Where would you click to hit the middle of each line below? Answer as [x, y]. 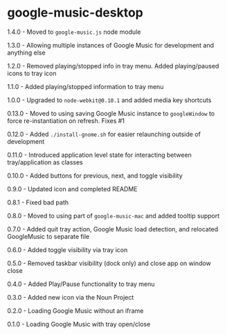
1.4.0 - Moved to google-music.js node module [74, 32]
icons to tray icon [32, 73]
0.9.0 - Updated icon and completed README [72, 189]
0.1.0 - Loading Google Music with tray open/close [79, 324]
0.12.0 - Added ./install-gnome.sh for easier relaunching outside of [104, 134]
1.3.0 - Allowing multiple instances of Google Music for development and [111, 45]
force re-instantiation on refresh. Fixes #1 [66, 121]
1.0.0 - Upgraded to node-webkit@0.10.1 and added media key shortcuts [109, 100]
